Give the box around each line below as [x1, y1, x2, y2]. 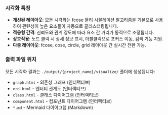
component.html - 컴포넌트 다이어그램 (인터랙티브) [12, 98, 112, 104]
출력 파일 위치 [5, 56, 37, 63]
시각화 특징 [5, 4, 31, 11]
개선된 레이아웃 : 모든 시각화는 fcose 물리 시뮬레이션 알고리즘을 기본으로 [12, 17, 154, 23]
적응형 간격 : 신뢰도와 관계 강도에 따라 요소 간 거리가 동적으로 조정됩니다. [12, 29, 154, 36]
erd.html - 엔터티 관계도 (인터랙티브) [12, 85, 87, 91]
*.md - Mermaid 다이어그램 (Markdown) [12, 104, 94, 110]
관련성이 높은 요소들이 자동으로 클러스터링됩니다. [22, 23, 118, 29]
